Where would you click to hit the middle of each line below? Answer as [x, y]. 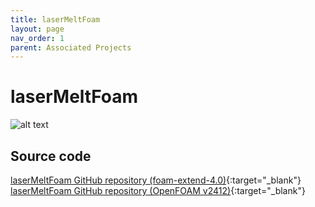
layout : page [37, 29]
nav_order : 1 [37, 38]
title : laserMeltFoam [55, 19]
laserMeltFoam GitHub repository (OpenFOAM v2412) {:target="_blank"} [158, 190]
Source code [51, 156]
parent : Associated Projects [71, 47]
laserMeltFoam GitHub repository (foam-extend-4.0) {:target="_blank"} [156, 180]
